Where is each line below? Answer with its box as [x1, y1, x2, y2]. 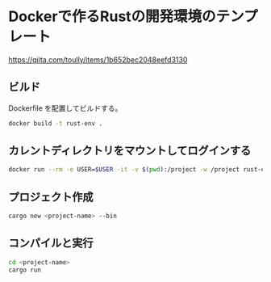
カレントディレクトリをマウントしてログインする [8, 144, 252, 158]
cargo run [8, 266, 42, 274]
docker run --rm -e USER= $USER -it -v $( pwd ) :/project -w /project [8, 166, 240, 174]
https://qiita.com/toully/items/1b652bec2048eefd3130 [8, 54, 188, 65]
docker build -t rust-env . [8, 119, 103, 128]
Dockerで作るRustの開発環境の [8, 7, 216, 26]
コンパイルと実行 [8, 236, 94, 250]
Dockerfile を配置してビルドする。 [8, 103, 123, 113]
